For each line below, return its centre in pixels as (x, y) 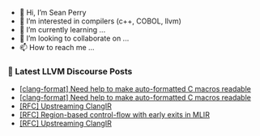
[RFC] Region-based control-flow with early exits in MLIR (114, 115)
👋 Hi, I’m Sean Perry (53, 13)
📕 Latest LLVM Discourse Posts (70, 71)
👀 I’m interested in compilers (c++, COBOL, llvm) (100, 21)
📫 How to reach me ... (57, 47)
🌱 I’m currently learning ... (62, 30)
